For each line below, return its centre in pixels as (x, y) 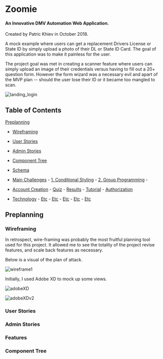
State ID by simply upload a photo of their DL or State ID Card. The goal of (81, 49)
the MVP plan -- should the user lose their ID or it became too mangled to (80, 80)
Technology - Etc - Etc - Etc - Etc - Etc (52, 199)
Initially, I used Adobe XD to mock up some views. (56, 279)
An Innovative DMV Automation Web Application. (57, 23)
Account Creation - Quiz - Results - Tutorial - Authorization (72, 189)
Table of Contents (33, 110)
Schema (21, 170)
